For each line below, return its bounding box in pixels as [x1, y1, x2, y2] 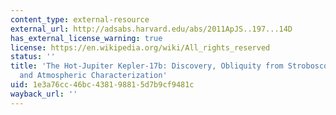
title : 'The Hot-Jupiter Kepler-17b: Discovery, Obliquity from [10, 61, 284, 71]
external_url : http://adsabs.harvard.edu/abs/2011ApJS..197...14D [10, 24, 293, 34]
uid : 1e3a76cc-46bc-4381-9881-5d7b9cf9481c [10, 80, 195, 90]
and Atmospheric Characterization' [19, 71, 168, 81]
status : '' [10, 52, 56, 62]
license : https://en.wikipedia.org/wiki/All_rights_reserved [10, 42, 271, 53]
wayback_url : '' [10, 89, 78, 99]
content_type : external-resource [10, 14, 150, 25]
